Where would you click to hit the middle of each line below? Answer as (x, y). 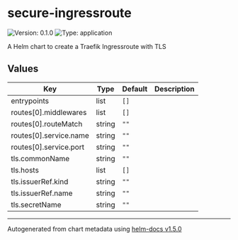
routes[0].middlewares (49, 112)
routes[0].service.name (50, 135)
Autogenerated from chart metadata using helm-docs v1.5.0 (95, 229)
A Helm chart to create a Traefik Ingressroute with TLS (87, 46)
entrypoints (30, 101)
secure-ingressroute (70, 13)
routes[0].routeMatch (47, 124)
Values (23, 69)
